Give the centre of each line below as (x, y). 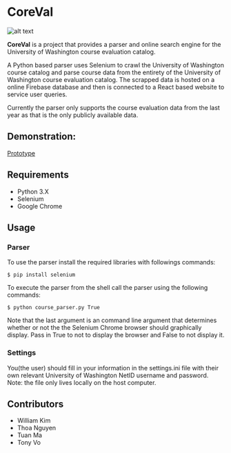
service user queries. (37, 94)
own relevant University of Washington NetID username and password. (108, 375)
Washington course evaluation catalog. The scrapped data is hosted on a (111, 79)
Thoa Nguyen (37, 428)
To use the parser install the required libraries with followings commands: (111, 262)
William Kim (34, 421)
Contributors (36, 404)
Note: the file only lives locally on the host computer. (82, 382)
